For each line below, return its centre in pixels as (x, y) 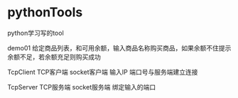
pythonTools (45, 12)
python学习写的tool (36, 33)
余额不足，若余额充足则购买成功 (54, 57)
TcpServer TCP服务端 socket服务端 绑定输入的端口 (82, 87)
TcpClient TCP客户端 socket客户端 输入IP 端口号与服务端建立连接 (103, 72)
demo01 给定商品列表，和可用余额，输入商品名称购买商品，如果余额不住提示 (119, 48)
